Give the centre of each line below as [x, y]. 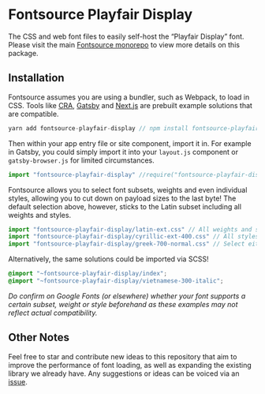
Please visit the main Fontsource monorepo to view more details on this [124, 44]
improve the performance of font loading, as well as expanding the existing [130, 365]
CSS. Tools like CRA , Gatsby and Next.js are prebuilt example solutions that [130, 105]
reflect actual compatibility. [53, 313]
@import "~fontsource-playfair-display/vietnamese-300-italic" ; [116, 281]
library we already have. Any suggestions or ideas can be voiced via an [124, 373]
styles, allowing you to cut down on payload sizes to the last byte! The [122, 198]
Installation [36, 78]
